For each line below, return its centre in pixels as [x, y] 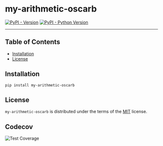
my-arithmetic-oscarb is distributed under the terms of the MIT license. [76, 112]
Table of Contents [33, 42]
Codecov [19, 127]
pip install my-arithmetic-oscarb [40, 85]
